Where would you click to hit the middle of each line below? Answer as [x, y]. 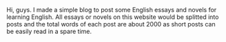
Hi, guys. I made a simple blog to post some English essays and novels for [112, 10]
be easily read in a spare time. [49, 31]
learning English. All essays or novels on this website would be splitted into [113, 17]
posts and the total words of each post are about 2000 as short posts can [111, 24]
